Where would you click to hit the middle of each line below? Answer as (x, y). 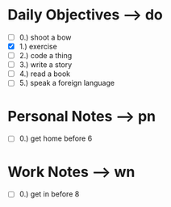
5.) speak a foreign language (67, 83)
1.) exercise (38, 46)
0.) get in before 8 (49, 194)
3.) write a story (46, 65)
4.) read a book (44, 74)
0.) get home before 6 (56, 138)
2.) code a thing (46, 56)
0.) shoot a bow (45, 37)
